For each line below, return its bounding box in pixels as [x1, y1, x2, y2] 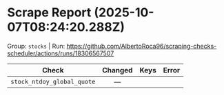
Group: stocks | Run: [7, 42, 65, 50]
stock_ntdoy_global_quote [10, 77, 96, 85]
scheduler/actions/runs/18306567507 [7, 49, 114, 57]
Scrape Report [7, 5, 92, 21]
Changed [102, 65, 133, 74]
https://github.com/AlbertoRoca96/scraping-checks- [66, 42, 217, 50]
